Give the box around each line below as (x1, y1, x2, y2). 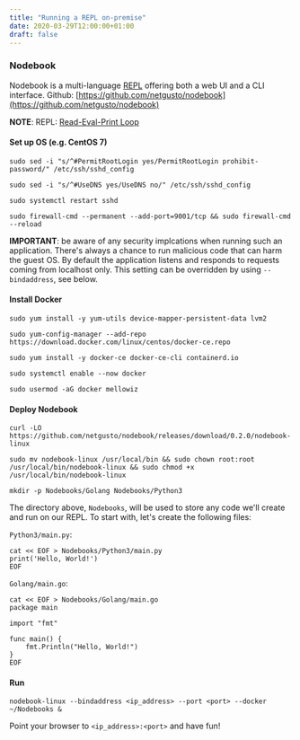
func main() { (9, 635, 63, 644)
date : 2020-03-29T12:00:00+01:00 (9, 22, 135, 31)
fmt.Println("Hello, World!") (25, 643, 139, 652)
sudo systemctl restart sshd (9, 196, 119, 205)
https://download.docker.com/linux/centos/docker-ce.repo (9, 338, 231, 347)
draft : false (9, 30, 58, 39)
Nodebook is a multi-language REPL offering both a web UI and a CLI (9, 80, 265, 91)
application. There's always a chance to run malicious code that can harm (9, 244, 283, 256)
